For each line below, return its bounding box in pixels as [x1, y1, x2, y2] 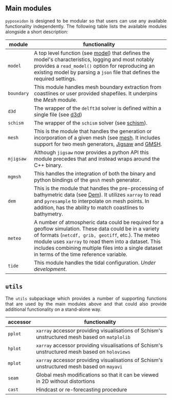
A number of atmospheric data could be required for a [34, 218, 164, 226]
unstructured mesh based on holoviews [35, 348, 131, 355]
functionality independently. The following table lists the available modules [5, 23, 167, 29]
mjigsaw [8, 156, 27, 162]
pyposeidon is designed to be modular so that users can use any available [5, 17, 167, 24]
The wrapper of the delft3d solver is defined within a [34, 105, 161, 112]
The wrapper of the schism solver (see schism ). [34, 119, 147, 126]
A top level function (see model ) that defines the [34, 49, 150, 56]
